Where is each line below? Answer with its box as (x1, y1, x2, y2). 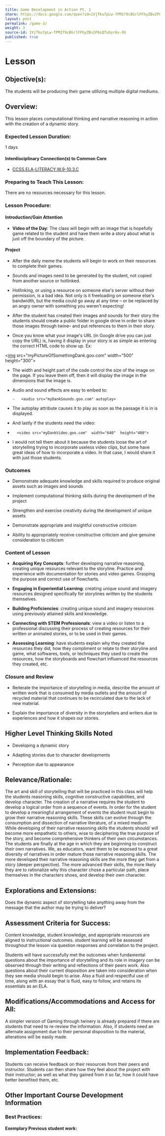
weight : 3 (5, 26, 26, 30)
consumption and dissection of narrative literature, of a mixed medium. (5, 820, 149, 826)
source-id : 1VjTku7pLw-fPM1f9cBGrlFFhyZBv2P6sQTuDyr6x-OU (5, 30, 126, 35)
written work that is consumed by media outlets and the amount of (12, 690, 147, 696)
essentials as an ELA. (5, 983, 48, 989)
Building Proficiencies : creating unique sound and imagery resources (12, 605, 154, 612)
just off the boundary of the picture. (12, 235, 85, 241)
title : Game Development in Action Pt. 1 (5, 7, 91, 12)
